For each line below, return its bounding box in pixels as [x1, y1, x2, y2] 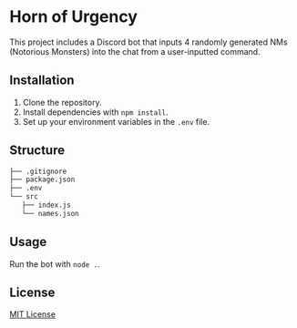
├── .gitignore [9, 167, 67, 176]
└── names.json [21, 209, 79, 218]
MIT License [9, 309, 56, 320]
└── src [9, 192, 39, 201]
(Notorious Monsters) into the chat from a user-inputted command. [9, 46, 261, 56]
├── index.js [21, 200, 71, 210]
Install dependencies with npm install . [22, 107, 169, 118]
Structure [9, 143, 66, 159]
